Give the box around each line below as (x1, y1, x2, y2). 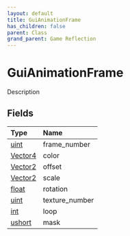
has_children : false (7, 23, 66, 29)
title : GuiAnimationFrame (7, 16, 81, 23)
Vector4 (10, 150, 36, 160)
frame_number (42, 139, 90, 149)
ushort (10, 217, 32, 227)
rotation (42, 184, 68, 193)
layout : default (7, 10, 53, 17)
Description (7, 88, 40, 96)
